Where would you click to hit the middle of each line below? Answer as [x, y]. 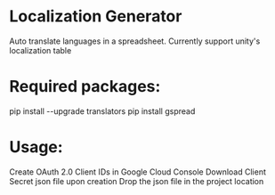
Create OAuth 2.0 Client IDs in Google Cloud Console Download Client [138, 172]
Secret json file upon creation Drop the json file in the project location [137, 181]
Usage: [36, 147]
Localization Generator [96, 16]
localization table [40, 50]
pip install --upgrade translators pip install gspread [102, 111]
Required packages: [85, 87]
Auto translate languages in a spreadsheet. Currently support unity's [135, 41]
